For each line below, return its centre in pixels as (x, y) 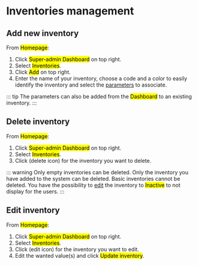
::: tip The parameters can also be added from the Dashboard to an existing (99, 96)
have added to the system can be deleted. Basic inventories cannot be (93, 178)
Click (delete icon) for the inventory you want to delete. (83, 160)
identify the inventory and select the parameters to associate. (91, 85)
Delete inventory (38, 122)
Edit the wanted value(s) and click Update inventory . (79, 255)
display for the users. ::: (35, 191)
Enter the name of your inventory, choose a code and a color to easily (101, 78)
